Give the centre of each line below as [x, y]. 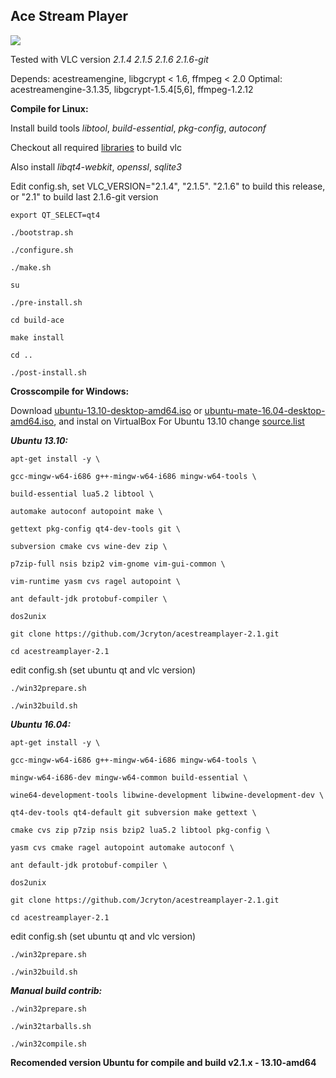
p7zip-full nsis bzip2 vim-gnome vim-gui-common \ [118, 564]
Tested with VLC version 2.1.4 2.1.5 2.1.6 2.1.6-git [109, 59]
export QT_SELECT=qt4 [55, 215]
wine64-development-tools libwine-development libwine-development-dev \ [167, 795]
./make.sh [31, 267]
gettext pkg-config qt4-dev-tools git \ [96, 529]
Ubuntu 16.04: [41, 724]
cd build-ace [37, 320]
